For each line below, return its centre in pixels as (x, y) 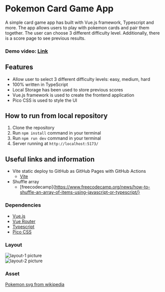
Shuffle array (26, 182)
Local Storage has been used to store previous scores (68, 89)
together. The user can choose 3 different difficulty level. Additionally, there (82, 33)
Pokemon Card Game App (59, 9)
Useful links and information (50, 159)
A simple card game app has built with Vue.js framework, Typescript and (80, 22)
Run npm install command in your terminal (56, 133)
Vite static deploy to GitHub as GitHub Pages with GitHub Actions (79, 171)
